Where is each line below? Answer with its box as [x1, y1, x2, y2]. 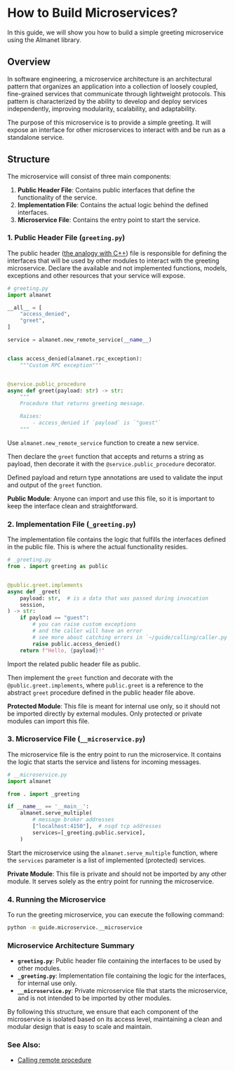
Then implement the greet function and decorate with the [7, 673, 173, 682]
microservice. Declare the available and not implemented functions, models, [7, 263, 227, 272]
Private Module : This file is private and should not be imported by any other [7, 869, 227, 878]
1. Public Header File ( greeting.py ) [7, 233, 126, 243]
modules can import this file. [7, 716, 90, 725]
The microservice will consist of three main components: [7, 172, 172, 180]
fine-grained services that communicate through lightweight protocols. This [7, 89, 226, 98]
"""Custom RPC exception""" [20, 362, 102, 369]
